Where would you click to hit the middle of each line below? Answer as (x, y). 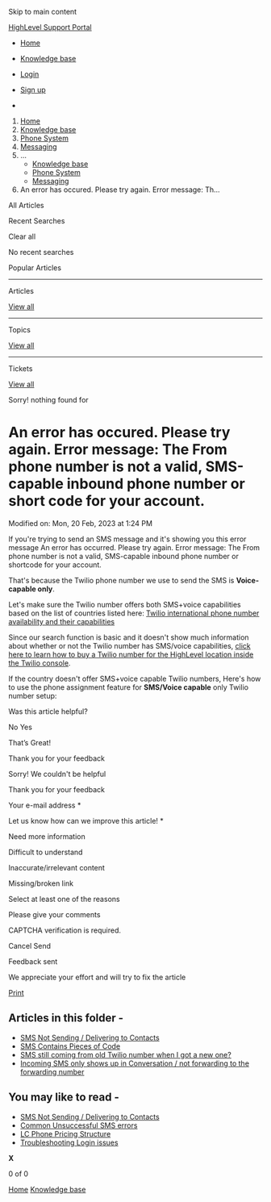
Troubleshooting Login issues (69, 1142)
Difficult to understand (46, 852)
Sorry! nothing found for (48, 400)
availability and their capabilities (62, 621)
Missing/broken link (41, 883)
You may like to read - (64, 1098)
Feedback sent (33, 961)
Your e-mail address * (45, 805)
